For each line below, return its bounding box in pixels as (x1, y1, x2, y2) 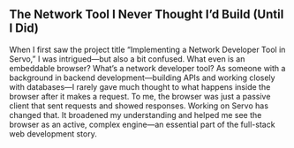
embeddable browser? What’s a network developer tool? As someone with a (9, 63, 286, 73)
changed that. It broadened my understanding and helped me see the (9, 109, 262, 120)
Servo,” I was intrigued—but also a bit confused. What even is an (9, 53, 245, 64)
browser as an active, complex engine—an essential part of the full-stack (9, 119, 275, 129)
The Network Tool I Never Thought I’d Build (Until (9, 7, 284, 22)
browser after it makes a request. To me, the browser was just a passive (9, 91, 271, 101)
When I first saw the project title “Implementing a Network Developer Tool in (9, 44, 286, 55)
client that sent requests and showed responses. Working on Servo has (9, 100, 269, 111)
